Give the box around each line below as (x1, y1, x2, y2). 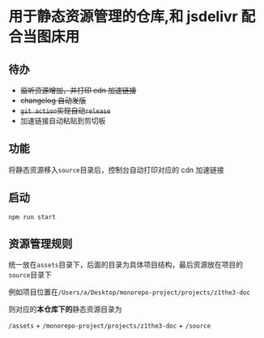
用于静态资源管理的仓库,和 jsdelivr (8, 7, 238, 26)
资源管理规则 (8, 237, 73, 251)
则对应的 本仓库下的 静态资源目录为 (8, 305, 122, 314)
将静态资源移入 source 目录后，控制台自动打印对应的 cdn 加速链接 (8, 165, 224, 174)
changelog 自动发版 (19, 96, 87, 105)
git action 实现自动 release (19, 106, 111, 115)
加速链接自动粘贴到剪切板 (19, 116, 106, 126)
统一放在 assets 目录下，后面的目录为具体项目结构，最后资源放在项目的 (8, 260, 243, 270)
